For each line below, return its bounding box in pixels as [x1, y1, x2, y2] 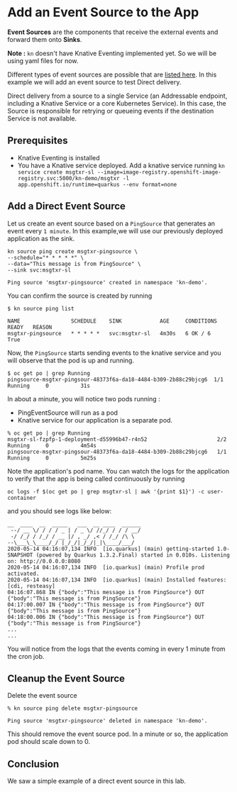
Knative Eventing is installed [17, 153, 101, 162]
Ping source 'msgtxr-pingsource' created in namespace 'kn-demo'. [7, 279, 208, 286]
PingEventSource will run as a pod [17, 408, 118, 417]
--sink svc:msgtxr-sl [7, 267, 72, 274]
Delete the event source [7, 691, 78, 700]
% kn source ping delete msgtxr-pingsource [7, 705, 138, 713]
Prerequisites [7, 135, 68, 147]
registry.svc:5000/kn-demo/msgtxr [17, 174, 120, 182]
